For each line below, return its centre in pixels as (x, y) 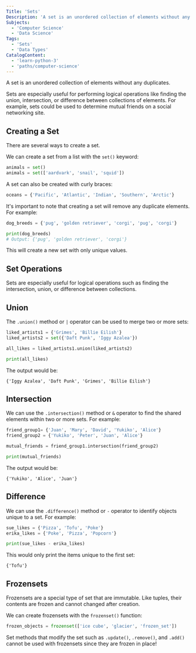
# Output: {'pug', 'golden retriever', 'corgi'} (67, 239)
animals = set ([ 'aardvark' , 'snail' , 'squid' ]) (65, 173)
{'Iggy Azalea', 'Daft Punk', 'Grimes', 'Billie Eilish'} (78, 381)
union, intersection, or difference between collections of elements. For (91, 100)
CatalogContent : (26, 55)
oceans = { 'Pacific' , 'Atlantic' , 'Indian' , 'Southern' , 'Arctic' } (90, 195)
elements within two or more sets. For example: (63, 419)
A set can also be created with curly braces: (59, 184)
